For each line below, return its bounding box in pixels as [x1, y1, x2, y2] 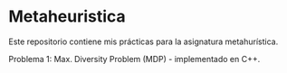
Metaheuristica [8, 6, 126, 27]
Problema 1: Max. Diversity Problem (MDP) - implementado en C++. [8, 53, 261, 64]
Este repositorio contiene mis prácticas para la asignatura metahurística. [8, 36, 279, 47]
